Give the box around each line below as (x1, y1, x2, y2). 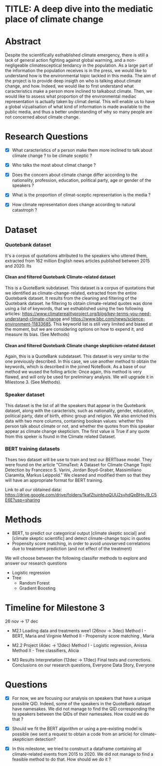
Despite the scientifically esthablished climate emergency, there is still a (5, 52, 148, 58)
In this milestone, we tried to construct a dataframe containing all (12, 746, 142, 751)
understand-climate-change (5, 316, 61, 322)
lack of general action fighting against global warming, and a (5, 57, 126, 63)
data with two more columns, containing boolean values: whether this (5, 418, 144, 424)
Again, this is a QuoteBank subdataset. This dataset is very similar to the (5, 354, 149, 359)
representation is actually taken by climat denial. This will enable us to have (5, 99, 155, 105)
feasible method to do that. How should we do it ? (12, 756, 111, 762)
